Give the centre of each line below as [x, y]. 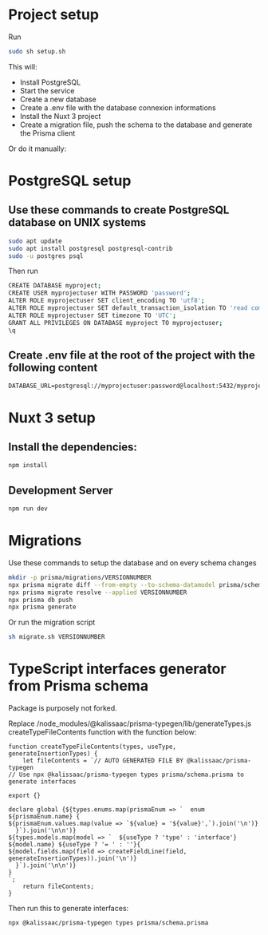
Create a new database [58, 99]
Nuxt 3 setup [52, 418]
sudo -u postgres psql [46, 256]
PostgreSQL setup [70, 180]
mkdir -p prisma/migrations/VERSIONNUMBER [80, 577]
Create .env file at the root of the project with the [132, 355]
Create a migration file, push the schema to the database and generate [136, 125]
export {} [25, 796]
